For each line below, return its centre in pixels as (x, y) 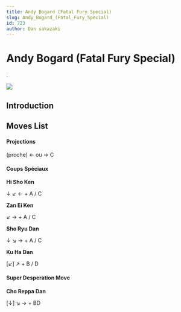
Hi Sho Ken (20, 182)
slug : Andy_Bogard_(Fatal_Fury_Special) (58, 18)
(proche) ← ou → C (30, 155)
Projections (21, 141)
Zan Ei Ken (20, 205)
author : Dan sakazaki (33, 29)
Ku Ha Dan (20, 252)
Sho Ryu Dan (23, 229)
